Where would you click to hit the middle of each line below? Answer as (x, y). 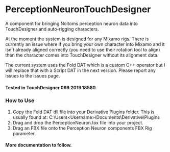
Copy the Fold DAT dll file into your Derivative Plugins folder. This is (83, 112)
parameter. (24, 133)
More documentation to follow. (39, 145)
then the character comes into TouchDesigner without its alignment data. (82, 55)
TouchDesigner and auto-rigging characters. (52, 29)
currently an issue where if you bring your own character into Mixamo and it (85, 44)
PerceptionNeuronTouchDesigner (78, 9)
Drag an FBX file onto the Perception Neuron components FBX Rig (82, 128)
